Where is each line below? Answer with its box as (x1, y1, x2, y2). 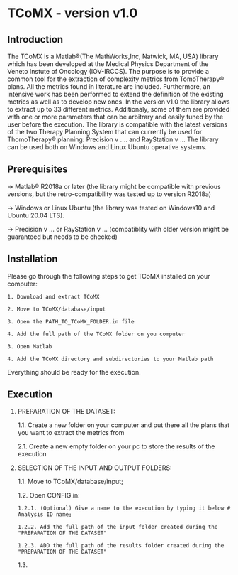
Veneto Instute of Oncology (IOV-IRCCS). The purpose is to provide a (7, 68, 210, 75)
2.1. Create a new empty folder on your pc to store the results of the (17, 442, 215, 451)
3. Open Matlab (7, 343, 52, 350)
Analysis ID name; (17, 511, 72, 518)
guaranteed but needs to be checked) (7, 232, 118, 241)
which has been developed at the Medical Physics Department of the (7, 60, 209, 68)
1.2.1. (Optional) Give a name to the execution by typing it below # (17, 505, 231, 512)
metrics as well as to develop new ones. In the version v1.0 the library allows (7, 97, 230, 106)
